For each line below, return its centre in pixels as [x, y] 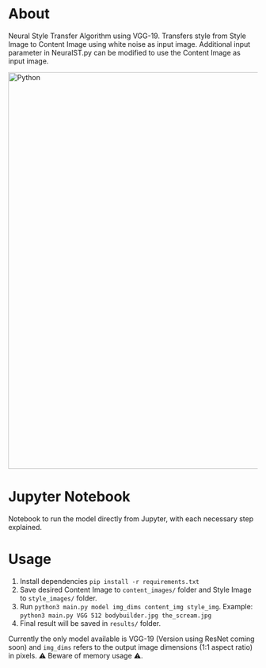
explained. [25, 527]
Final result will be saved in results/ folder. [90, 623]
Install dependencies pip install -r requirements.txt [109, 581]
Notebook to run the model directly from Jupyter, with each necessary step [131, 518]
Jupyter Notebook [69, 497]
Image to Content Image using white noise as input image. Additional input [129, 44]
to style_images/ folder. [58, 598]
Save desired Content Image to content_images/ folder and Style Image [135, 589]
